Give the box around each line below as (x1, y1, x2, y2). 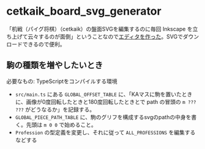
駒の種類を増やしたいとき (6, 60, 103, 71)
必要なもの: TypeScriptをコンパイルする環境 (6, 78, 117, 85)
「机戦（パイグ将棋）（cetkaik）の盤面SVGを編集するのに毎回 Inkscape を (6, 25, 193, 32)
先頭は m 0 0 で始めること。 (26, 121, 97, 128)
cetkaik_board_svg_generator (6, 4, 162, 18)
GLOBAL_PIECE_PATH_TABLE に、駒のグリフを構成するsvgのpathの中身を (15, 113, 192, 120)
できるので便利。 (22, 40, 65, 48)
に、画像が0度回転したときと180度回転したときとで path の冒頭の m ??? (15, 98, 197, 105)
